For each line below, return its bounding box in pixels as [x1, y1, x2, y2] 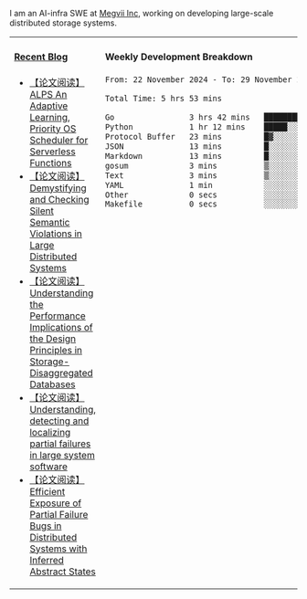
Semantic [29, 215, 70, 228]
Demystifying [29, 182, 87, 194]
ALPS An [29, 88, 68, 100]
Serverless [29, 145, 76, 158]
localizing [29, 426, 71, 438]
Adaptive [29, 100, 69, 112]
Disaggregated [29, 366, 93, 379]
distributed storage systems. [9, 17, 117, 28]
